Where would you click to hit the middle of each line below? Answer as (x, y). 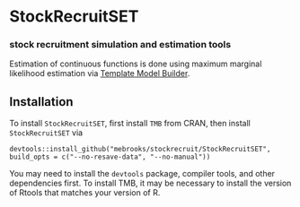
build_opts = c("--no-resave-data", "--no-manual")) (110, 157)
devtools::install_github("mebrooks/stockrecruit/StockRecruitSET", (140, 150)
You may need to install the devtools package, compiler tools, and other (142, 174)
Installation (41, 102)
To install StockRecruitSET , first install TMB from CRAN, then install (130, 124)
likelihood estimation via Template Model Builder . (100, 73)
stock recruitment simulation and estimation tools (120, 45)
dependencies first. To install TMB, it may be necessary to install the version (150, 183)
